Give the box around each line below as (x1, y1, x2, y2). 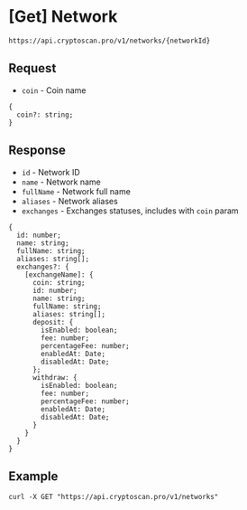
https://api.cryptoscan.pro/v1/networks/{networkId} (8, 36, 211, 45)
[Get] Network (8, 6, 118, 27)
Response (8, 143, 67, 158)
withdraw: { (32, 373, 78, 382)
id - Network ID (21, 166, 80, 177)
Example (8, 468, 59, 484)
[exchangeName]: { (24, 269, 94, 279)
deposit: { (32, 317, 74, 326)
